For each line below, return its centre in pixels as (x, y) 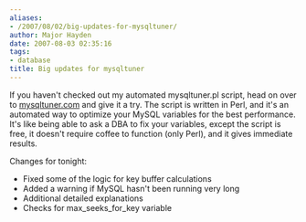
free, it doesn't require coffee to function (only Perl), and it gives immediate (151, 133)
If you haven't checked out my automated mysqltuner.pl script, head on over (153, 95)
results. (24, 143)
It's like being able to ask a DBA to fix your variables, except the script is (145, 123)
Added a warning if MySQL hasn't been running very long (131, 188)
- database (30, 60)
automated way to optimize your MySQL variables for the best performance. (153, 114)
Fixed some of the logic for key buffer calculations (117, 178)
